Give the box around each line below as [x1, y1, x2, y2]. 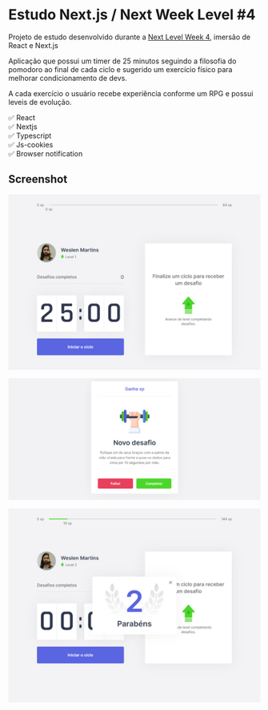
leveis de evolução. [8, 97, 72, 107]
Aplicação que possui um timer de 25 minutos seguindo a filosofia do [8, 56, 237, 66]
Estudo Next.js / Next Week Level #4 [8, 6, 256, 24]
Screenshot [8, 172, 68, 186]
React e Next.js [8, 40, 58, 50]
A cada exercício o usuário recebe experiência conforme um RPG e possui [8, 88, 254, 98]
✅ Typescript [8, 131, 52, 140]
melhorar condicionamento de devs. [8, 73, 128, 83]
